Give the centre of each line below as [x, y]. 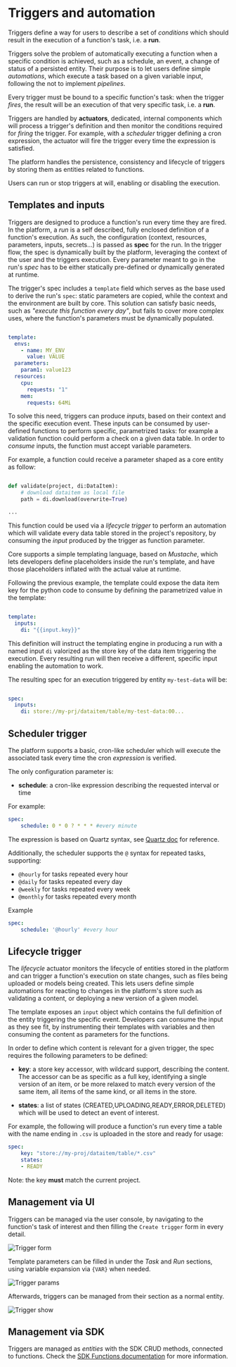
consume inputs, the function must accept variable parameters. [100, 446]
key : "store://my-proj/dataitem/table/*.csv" [88, 1154]
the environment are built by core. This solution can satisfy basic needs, [112, 303]
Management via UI [51, 1202]
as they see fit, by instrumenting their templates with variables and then [111, 1027]
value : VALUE [46, 357]
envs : [22, 344]
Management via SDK [56, 1331]
